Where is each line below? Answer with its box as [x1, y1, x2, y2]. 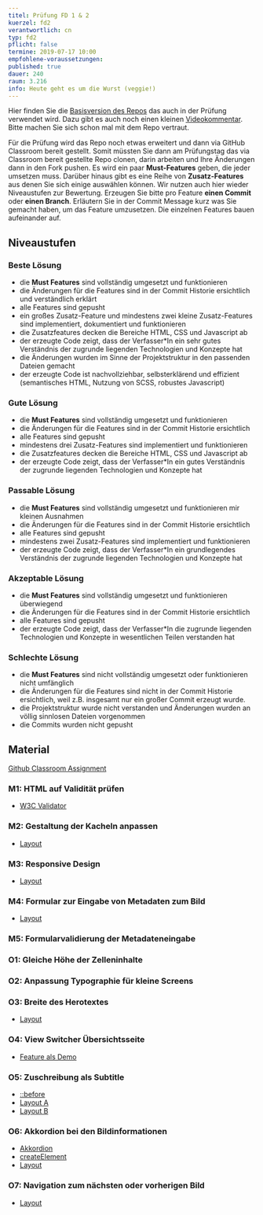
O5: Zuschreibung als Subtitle [8, 1071, 125, 1082]
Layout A [19, 1098, 49, 1107]
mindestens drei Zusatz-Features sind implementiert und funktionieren [19, 440, 248, 450]
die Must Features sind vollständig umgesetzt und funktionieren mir [19, 503, 240, 512]
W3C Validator [19, 801, 67, 811]
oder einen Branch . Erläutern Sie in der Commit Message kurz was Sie [8, 197, 237, 206]
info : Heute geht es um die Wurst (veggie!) [8, 84, 156, 93]
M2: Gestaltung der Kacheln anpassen [8, 821, 159, 832]
